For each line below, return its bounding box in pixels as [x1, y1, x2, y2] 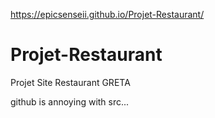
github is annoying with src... [10, 95, 130, 108]
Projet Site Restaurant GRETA [10, 76, 131, 88]
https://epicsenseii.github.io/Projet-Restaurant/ [10, 9, 205, 20]
